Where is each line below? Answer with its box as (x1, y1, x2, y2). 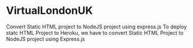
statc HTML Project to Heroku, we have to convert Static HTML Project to (6, 29, 184, 36)
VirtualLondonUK (6, 4, 93, 17)
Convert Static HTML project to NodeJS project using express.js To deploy (6, 23, 187, 30)
